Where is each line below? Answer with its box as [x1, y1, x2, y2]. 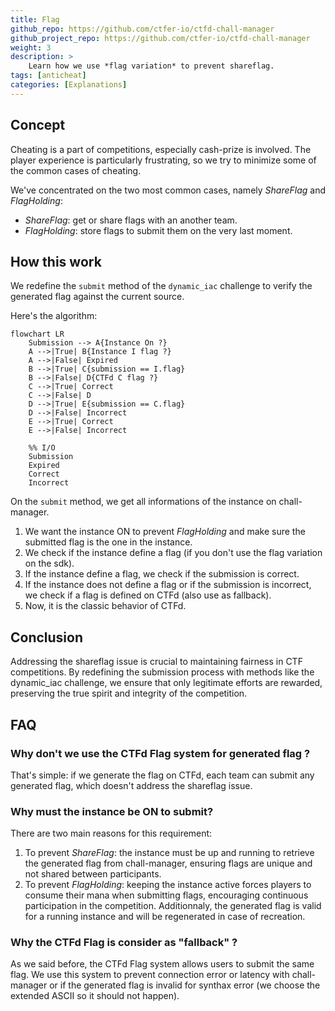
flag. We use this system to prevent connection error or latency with [10, 969, 290, 981]
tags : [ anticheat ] [10, 71, 87, 81]
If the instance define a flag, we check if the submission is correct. [24, 568, 300, 580]
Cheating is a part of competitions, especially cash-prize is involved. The [10, 143, 312, 155]
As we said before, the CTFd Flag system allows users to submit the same [10, 958, 315, 970]
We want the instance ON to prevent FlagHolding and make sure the [24, 526, 306, 538]
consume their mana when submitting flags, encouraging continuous [24, 889, 309, 901]
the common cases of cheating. [10, 164, 142, 176]
